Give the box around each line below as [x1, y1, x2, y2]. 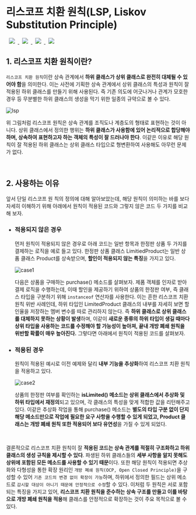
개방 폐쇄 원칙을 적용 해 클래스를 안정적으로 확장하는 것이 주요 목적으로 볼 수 [16, 496, 187, 503]
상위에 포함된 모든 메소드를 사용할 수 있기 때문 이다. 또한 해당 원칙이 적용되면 [6, 459, 177, 466]
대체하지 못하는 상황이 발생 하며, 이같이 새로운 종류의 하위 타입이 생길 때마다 [20, 315, 190, 322]
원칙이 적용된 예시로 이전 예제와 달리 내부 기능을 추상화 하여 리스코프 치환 [14, 360, 180, 368]
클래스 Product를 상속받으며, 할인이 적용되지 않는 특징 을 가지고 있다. [20, 255, 176, 262]
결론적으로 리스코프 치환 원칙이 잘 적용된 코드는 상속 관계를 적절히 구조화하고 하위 [6, 444, 190, 451]
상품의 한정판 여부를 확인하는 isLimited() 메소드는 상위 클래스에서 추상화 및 [14, 392, 185, 399]
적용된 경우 [14, 346, 44, 354]
